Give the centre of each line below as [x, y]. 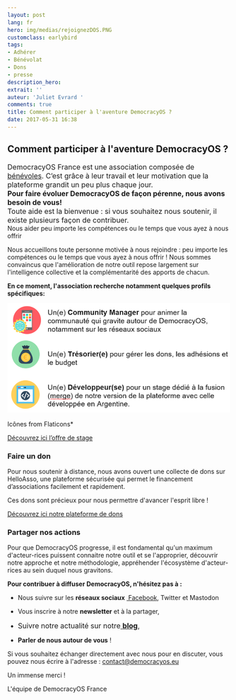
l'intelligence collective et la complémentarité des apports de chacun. [108, 272]
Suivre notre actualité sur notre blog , [78, 626]
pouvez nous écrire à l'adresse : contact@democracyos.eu [93, 662]
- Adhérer [22, 52]
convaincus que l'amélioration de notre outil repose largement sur [103, 264]
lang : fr [20, 22]
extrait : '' [25, 90]
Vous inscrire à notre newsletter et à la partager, [89, 611]
